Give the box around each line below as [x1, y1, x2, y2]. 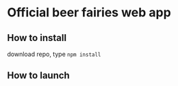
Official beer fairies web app [7, 5, 171, 20]
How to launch [7, 70, 70, 81]
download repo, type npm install [7, 50, 101, 58]
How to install [7, 32, 67, 44]
